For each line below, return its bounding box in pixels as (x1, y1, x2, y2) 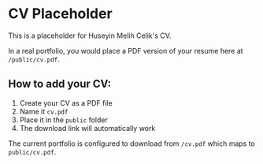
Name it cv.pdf (19, 106, 69, 116)
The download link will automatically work (19, 123, 156, 132)
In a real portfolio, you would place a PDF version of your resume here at (8, 46, 243, 55)
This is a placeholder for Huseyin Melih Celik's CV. (8, 31, 172, 40)
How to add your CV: (8, 77, 112, 91)
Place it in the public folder (19, 115, 109, 125)
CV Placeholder (8, 5, 113, 23)
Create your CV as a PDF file (19, 98, 113, 107)
